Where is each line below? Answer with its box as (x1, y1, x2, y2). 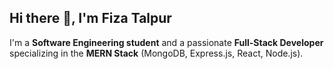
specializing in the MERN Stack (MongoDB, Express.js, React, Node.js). (9, 47, 304, 59)
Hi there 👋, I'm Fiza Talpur (9, 10, 172, 27)
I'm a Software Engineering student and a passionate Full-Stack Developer (9, 36, 324, 48)
